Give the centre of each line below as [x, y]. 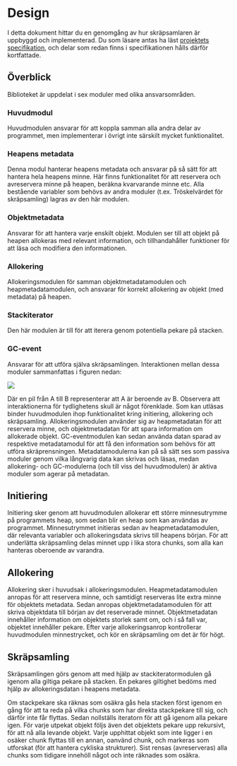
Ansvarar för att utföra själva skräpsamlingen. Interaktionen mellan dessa [114, 364]
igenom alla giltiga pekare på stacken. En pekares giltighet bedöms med [112, 681]
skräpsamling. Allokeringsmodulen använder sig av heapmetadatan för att [115, 421]
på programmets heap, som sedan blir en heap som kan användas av [108, 520]
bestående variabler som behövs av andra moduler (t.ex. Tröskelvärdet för [115, 191]
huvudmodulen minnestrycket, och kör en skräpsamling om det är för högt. [116, 635]
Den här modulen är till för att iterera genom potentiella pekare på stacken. [116, 331]
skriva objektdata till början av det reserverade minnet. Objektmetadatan [113, 612]
